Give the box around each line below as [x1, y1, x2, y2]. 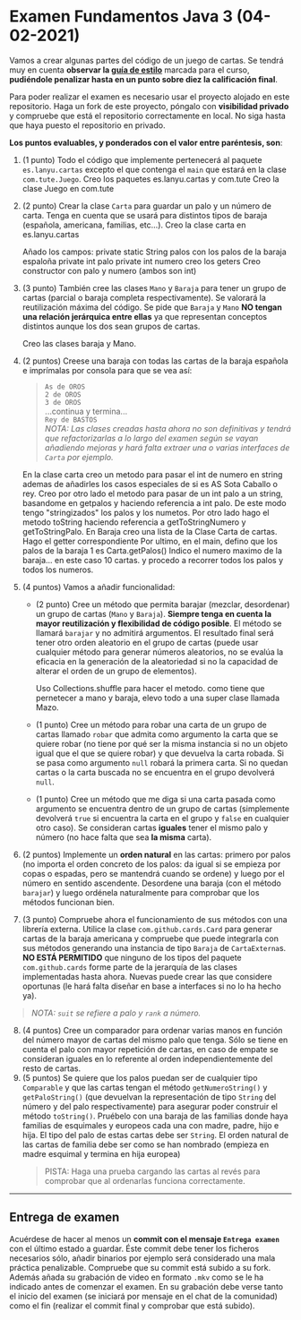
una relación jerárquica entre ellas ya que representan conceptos [21, 311, 267, 321]
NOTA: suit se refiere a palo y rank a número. [30, 1007, 202, 1018]
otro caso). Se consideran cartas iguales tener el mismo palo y [35, 822, 269, 833]
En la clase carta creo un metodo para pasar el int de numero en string [21, 468, 283, 480]
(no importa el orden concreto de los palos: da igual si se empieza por [21, 858, 281, 870]
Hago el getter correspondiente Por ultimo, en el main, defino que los [21, 536, 278, 546]
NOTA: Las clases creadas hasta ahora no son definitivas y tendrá [44, 423, 291, 433]
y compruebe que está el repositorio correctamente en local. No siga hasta [9, 110, 287, 121]
